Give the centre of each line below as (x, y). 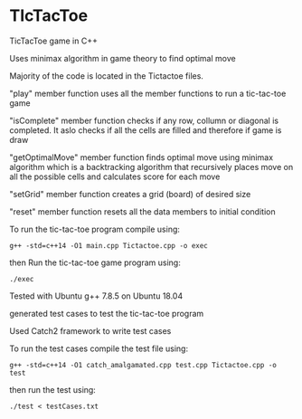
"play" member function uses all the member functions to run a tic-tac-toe (148, 93)
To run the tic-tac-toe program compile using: (95, 229)
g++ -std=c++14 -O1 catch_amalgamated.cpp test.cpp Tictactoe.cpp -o (143, 365)
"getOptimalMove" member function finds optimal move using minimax (142, 157)
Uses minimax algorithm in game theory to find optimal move (123, 58)
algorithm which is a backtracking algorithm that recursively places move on (151, 167)
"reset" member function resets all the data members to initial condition (142, 211)
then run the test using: (53, 389)
